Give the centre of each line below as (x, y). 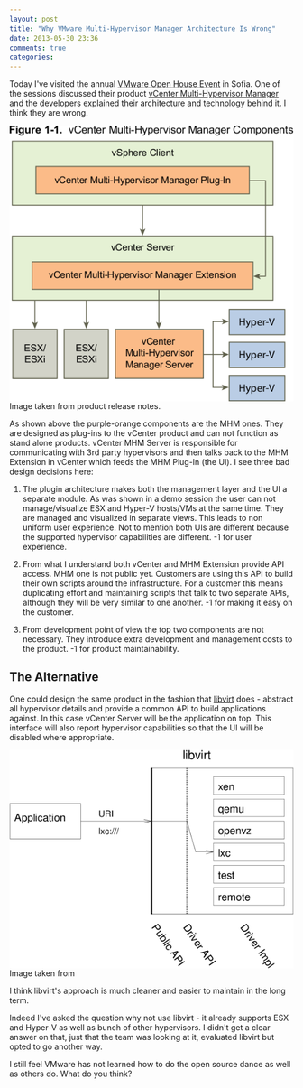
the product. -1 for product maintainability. (101, 648)
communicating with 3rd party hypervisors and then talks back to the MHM (149, 452)
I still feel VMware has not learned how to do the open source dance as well (150, 1064)
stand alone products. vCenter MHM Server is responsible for (124, 442)
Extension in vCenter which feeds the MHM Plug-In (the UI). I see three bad (150, 461)
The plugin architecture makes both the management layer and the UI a (155, 488)
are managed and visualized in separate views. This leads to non (142, 517)
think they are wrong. (49, 113)
